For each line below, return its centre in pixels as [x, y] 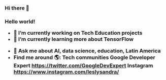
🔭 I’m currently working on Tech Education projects [78, 33]
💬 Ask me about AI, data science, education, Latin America [87, 51]
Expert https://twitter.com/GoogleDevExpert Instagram [83, 65]
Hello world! [20, 21]
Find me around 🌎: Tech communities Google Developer [85, 57]
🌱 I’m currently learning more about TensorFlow [74, 39]
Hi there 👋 [17, 8]
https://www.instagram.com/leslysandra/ [66, 71]
